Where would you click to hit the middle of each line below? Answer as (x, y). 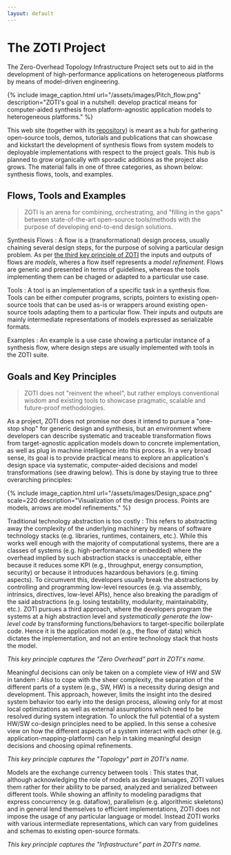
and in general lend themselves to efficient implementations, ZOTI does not (114, 809)
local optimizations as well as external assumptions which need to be (105, 709)
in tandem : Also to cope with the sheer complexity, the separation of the (110, 680)
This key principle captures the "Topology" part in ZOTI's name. (98, 759)
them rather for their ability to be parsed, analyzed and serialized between (112, 787)
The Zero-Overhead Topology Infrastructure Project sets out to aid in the (110, 67)
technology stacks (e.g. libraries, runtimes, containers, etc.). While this (108, 536)
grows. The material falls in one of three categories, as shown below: (105, 167)
